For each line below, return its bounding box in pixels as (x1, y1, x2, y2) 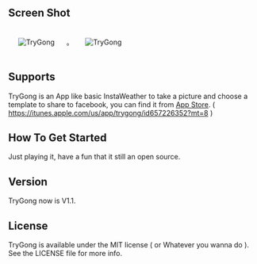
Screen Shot (8, 6, 71, 20)
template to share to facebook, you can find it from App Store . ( (8, 99, 216, 109)
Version (8, 174, 48, 189)
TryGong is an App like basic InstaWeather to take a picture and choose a (8, 91, 248, 101)
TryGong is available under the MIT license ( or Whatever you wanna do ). (8, 240, 250, 250)
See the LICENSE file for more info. (8, 249, 123, 258)
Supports (8, 71, 56, 84)
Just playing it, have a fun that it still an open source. (8, 152, 181, 162)
